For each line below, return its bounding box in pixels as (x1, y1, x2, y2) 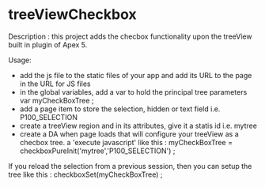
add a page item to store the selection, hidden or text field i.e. (19, 104, 221, 114)
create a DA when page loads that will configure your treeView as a (19, 129, 239, 139)
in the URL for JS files (19, 79, 91, 88)
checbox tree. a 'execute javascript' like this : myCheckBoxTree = (19, 137, 233, 147)
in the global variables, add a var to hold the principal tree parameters (19, 87, 248, 96)
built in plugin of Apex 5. (8, 39, 88, 49)
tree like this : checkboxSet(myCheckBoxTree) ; (8, 170, 163, 179)
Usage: (8, 55, 32, 65)
